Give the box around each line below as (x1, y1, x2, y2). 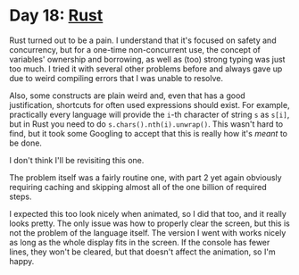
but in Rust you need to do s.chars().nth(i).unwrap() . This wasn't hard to (9, 118, 284, 129)
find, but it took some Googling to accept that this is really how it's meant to (9, 128, 288, 138)
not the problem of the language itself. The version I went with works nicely (9, 227, 287, 237)
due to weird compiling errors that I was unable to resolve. (9, 72, 223, 83)
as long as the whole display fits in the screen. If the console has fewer (9, 237, 270, 247)
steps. (9, 191, 32, 202)
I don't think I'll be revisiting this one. (9, 154, 145, 165)
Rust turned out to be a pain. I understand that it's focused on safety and (9, 35, 277, 46)
